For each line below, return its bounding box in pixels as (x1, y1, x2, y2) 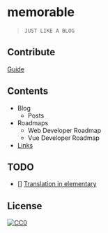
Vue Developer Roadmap (27, 134, 100, 142)
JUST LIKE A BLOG (24, 27, 75, 34)
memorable (7, 4, 75, 20)
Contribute (7, 46, 56, 58)
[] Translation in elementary (17, 180, 97, 188)
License (7, 200, 43, 212)
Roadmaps (17, 118, 49, 127)
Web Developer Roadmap (27, 126, 102, 134)
